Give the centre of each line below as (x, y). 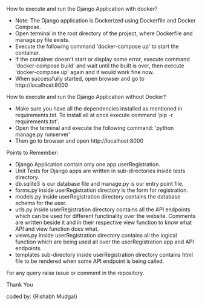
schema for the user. (41, 203)
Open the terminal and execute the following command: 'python (94, 128)
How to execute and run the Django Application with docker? (82, 9)
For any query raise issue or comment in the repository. (75, 273)
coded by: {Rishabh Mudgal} (42, 296)
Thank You (20, 284)
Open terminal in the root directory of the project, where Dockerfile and (104, 33)
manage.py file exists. (42, 40)
